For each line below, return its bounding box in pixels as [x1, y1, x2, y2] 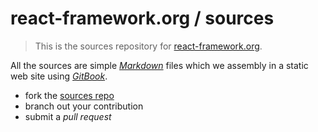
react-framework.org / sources [10, 7, 275, 30]
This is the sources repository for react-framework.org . [34, 40, 263, 52]
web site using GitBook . [10, 70, 108, 82]
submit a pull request [24, 110, 112, 122]
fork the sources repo [24, 89, 115, 101]
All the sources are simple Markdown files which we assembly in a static [10, 59, 309, 71]
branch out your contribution [24, 100, 144, 112]
